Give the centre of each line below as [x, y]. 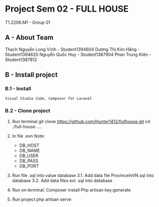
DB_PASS [29, 160]
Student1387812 [21, 60]
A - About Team [29, 38]
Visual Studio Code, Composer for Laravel [48, 99]
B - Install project [32, 75]
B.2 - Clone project [28, 111]
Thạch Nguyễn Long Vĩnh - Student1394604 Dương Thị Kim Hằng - [72, 49]
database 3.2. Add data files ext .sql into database [62, 180]
